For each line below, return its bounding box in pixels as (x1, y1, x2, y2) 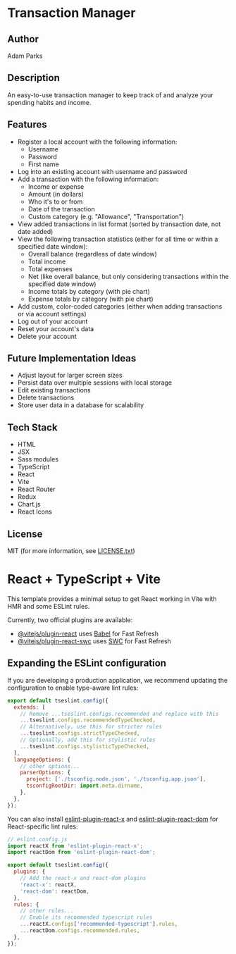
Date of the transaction (27, 204, 95, 213)
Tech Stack (7, 421, 58, 433)
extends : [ (13, 703, 46, 711)
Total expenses (27, 264, 73, 273)
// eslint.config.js (7, 836, 68, 843)
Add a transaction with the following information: (17, 175, 159, 183)
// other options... (20, 762, 80, 769)
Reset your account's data (17, 324, 94, 333)
